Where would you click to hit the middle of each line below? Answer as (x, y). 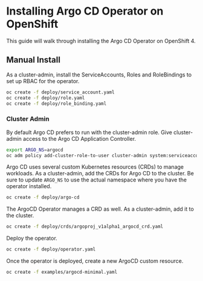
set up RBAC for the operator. (43, 81)
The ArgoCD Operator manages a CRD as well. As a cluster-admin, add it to (100, 209)
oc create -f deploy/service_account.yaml (60, 92)
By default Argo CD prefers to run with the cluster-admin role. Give (89, 132)
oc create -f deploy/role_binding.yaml (56, 103)
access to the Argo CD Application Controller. (80, 138)
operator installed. (29, 186)
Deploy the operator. (32, 239)
